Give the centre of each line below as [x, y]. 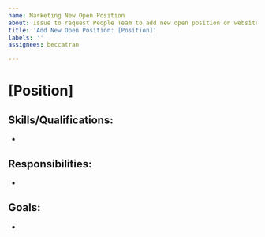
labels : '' [26, 38]
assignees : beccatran [44, 45]
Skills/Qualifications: [61, 120]
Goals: [24, 207]
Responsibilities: [50, 164]
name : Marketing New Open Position [67, 15]
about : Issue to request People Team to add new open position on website [134, 23]
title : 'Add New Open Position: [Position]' [82, 30]
